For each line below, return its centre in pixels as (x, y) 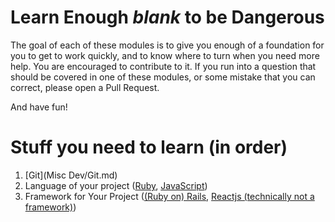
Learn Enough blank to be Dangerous (167, 17)
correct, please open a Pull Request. (85, 87)
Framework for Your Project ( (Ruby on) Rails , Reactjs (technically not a (169, 196)
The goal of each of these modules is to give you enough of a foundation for (167, 45)
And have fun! (39, 107)
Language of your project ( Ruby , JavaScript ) (116, 185)
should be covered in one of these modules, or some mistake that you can (163, 77)
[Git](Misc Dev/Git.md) (71, 175)
